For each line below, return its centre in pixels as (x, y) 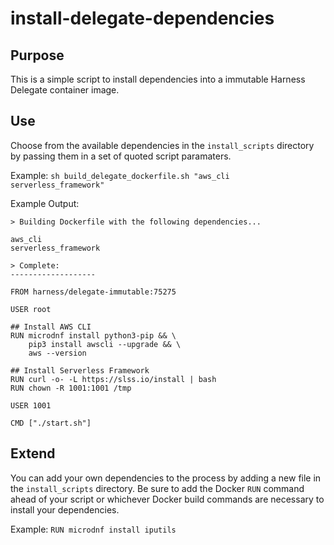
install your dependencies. (65, 509)
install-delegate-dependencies (142, 18)
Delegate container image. (65, 90)
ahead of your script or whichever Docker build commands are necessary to (167, 499)
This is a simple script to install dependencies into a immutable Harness (158, 79)
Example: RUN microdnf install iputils (93, 529)
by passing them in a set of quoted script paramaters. (121, 156)
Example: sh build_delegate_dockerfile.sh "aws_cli (120, 175)
